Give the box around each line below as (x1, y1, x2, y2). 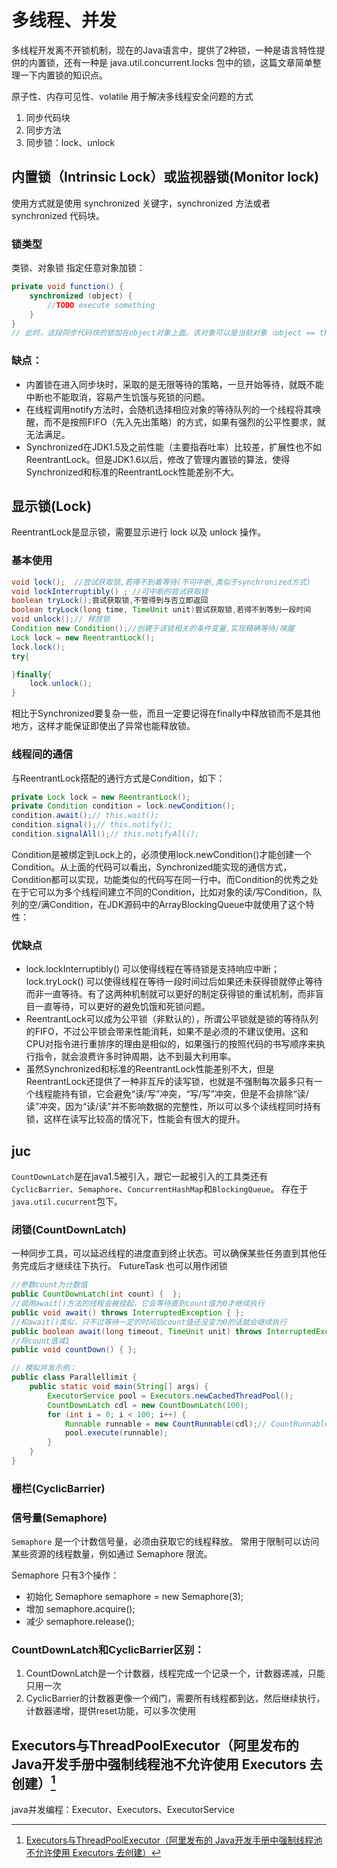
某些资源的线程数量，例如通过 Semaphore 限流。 (11, 1548, 213, 1560)
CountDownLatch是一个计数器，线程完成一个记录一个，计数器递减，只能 (25, 1667, 326, 1680)
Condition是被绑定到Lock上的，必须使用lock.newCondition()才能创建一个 (11, 848, 313, 860)
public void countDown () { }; (11, 1345, 138, 1355)
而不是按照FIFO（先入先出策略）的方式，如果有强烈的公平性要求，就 (43, 416, 326, 428)
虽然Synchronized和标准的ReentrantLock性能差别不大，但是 (25, 1063, 275, 1075)
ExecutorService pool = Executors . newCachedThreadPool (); (47, 1391, 294, 1401)
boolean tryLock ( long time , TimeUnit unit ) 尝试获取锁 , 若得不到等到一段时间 (11, 605, 312, 615)
